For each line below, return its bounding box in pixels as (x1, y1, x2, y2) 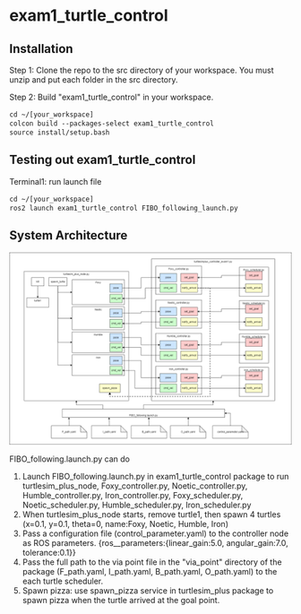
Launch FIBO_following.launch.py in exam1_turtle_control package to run (21, 471, 289, 482)
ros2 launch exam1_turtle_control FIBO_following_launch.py (9, 203, 239, 212)
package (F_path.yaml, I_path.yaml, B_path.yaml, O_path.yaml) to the (21, 566, 278, 577)
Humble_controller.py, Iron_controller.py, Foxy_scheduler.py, (21, 490, 244, 501)
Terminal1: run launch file (9, 176, 102, 186)
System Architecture (9, 228, 128, 243)
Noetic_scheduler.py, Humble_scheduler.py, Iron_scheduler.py (21, 499, 252, 511)
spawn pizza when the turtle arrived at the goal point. (21, 595, 220, 606)
